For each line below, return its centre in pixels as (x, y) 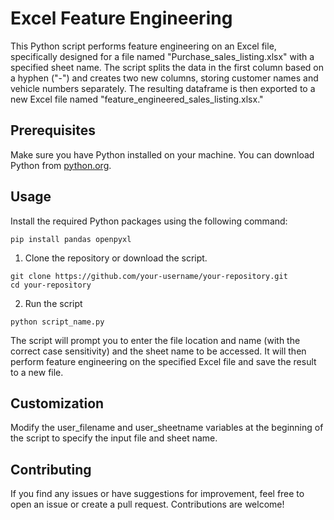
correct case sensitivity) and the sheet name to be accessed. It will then (158, 351)
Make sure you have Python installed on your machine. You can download (162, 154)
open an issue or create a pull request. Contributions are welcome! (147, 504)
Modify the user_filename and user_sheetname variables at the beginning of (167, 428)
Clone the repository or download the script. (116, 258)
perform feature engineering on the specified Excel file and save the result (163, 361)
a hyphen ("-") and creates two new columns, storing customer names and (164, 78)
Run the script (53, 303)
